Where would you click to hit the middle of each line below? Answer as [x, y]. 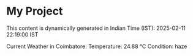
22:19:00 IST [22, 34]
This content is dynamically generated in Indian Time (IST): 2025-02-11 [96, 28]
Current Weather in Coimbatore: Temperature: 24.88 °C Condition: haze [97, 46]
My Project [35, 11]
